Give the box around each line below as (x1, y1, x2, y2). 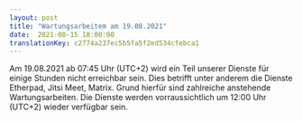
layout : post (9, 13, 59, 23)
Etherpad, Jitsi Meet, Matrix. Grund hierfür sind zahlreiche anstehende (9, 82, 271, 93)
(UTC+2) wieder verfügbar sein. (9, 101, 129, 113)
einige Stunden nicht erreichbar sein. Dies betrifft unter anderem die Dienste (9, 73, 293, 84)
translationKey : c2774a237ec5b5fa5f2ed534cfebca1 (9, 38, 200, 48)
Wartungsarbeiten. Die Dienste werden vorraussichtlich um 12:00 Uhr (9, 92, 267, 103)
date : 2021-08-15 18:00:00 (9, 30, 115, 39)
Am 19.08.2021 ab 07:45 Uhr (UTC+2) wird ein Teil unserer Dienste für (9, 63, 270, 74)
